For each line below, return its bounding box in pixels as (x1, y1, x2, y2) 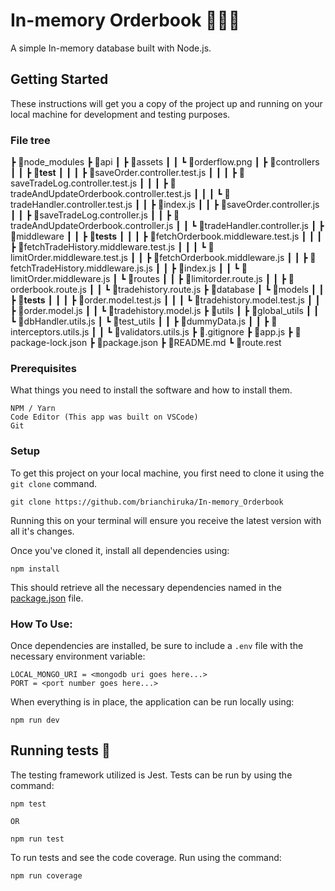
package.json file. (10, 592, 84, 604)
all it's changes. (10, 525, 75, 537)
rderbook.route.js (10, 284, 87, 296)
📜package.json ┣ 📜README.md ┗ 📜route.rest (96, 337, 282, 349)
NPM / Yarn (10, 404, 56, 414)
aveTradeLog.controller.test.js (10, 177, 138, 189)
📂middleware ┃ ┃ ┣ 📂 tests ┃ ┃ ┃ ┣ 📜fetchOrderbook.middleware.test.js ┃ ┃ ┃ (10, 230, 323, 243)
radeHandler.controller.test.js (10, 199, 133, 211)
